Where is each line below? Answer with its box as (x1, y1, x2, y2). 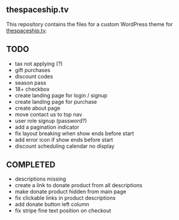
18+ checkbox (14, 85, 50, 92)
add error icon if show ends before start (14, 136, 113, 143)
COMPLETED (6, 160, 55, 170)
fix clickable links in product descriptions (14, 194, 116, 202)
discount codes (14, 73, 54, 80)
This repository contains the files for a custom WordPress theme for (6, 20, 173, 27)
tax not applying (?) (14, 60, 63, 67)
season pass (14, 79, 47, 86)
